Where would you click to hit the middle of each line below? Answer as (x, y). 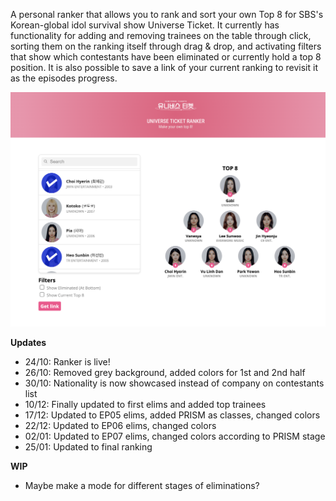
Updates (28, 342)
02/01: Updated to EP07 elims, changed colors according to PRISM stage (175, 436)
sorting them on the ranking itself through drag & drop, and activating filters (166, 46)
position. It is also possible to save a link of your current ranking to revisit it (164, 67)
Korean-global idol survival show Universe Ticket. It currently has (145, 25)
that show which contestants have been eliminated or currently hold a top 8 (166, 57)
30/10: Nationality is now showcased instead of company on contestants (174, 383)
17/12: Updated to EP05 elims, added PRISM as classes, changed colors (172, 415)
